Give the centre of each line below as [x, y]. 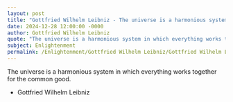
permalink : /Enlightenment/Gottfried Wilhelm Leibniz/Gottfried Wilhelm [114, 52]
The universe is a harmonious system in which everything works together [112, 71]
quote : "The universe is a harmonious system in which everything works [114, 39]
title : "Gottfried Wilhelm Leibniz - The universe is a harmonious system [118, 20]
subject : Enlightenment [42, 45]
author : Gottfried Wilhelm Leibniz [59, 33]
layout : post [26, 13]
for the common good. [39, 79]
